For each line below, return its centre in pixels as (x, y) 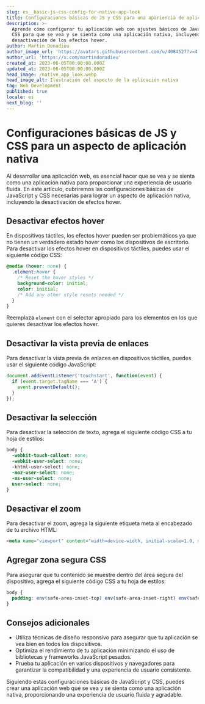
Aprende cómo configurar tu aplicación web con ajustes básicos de (99, 29)
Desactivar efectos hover (56, 221)
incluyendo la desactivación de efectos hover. (64, 201)
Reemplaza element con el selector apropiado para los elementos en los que (102, 318)
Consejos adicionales (48, 622)
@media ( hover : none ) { (37, 266)
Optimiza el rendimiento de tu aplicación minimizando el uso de (95, 650)
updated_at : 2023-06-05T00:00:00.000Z (56, 69)
